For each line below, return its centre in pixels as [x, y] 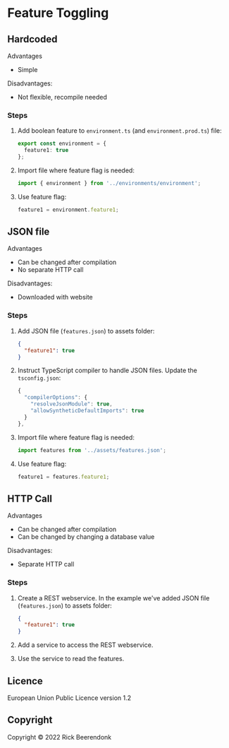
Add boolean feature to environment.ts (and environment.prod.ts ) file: [119, 131]
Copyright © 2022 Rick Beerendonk [59, 737]
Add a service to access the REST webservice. [85, 645]
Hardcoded [32, 39]
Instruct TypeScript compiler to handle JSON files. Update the [107, 370]
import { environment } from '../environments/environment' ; [109, 183]
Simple [27, 70]
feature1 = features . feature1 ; [63, 477]
